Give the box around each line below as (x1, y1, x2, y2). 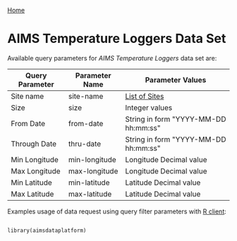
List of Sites (125, 91, 164, 101)
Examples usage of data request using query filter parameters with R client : (7, 207, 227, 216)
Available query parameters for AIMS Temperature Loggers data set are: (7, 54, 217, 62)
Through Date (11, 139, 57, 149)
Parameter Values (145, 75, 207, 85)
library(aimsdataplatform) (7, 227, 87, 234)
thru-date (68, 139, 102, 149)
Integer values (125, 102, 173, 112)
